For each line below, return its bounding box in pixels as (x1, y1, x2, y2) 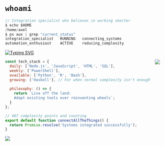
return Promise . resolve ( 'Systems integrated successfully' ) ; (9, 123, 137, 127)
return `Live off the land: (14, 91, 71, 96)
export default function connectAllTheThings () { (5, 118, 109, 123)
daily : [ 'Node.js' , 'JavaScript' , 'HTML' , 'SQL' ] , (9, 64, 115, 69)
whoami (5, 4, 32, 13)
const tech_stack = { (5, 59, 50, 64)
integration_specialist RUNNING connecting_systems (5, 36, 122, 42)
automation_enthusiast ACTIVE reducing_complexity (5, 41, 124, 46)
